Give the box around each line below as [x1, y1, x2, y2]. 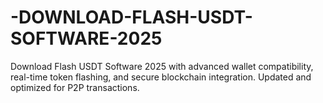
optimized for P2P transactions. [10, 81, 140, 93]
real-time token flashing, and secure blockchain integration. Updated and [10, 71, 312, 83]
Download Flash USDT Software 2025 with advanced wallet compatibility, [10, 60, 314, 72]
